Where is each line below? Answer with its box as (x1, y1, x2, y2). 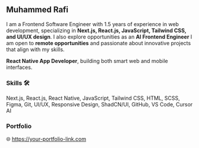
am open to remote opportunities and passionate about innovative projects (6, 39, 191, 46)
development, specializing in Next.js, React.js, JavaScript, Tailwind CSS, (6, 27, 187, 34)
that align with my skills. (6, 46, 65, 53)
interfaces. (6, 64, 33, 71)
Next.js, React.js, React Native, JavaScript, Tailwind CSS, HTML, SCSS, (6, 95, 180, 102)
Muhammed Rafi (6, 5, 69, 15)
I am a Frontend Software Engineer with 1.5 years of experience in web (6, 20, 179, 27)
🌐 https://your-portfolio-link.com (6, 136, 86, 143)
